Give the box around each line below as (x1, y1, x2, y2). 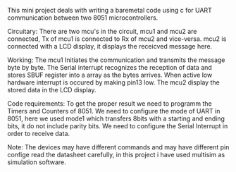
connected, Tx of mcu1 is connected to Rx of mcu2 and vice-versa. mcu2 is (7, 35, 227, 43)
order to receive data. (7, 130, 70, 137)
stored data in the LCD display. (7, 86, 97, 94)
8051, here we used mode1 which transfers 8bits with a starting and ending (7, 114, 225, 123)
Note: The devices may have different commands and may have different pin (7, 143, 230, 151)
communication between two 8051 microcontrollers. (7, 13, 159, 22)
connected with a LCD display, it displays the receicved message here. (7, 42, 213, 50)
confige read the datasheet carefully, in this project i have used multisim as (7, 151, 225, 159)
